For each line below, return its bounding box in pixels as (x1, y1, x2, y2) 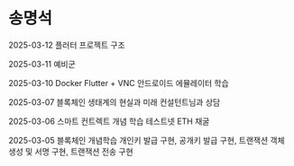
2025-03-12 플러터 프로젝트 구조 (8, 39, 125, 50)
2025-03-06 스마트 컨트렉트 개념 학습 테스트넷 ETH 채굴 (8, 116, 210, 127)
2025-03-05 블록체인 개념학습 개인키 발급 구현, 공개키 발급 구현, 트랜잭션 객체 (8, 135, 285, 145)
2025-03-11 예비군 (8, 58, 76, 69)
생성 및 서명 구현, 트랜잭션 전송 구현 (8, 145, 133, 157)
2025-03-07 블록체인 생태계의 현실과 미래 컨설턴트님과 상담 (8, 96, 221, 108)
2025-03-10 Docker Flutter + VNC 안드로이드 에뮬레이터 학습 (8, 77, 229, 88)
